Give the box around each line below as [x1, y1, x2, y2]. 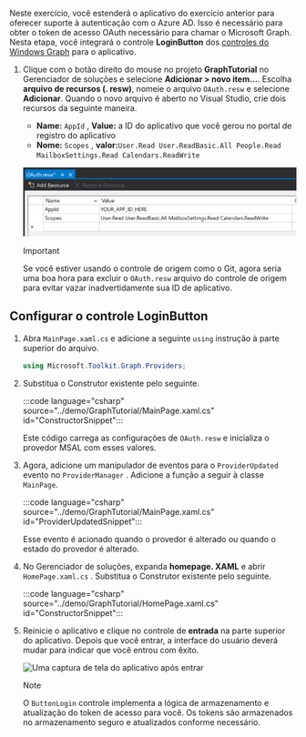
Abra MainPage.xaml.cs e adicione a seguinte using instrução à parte [22, 332, 280, 344]
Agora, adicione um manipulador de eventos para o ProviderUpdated [22, 459, 280, 470]
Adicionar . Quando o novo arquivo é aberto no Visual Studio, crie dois [22, 93, 287, 104]
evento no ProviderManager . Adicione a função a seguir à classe [22, 469, 264, 480]
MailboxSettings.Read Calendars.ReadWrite [36, 151, 200, 160]
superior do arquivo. [22, 342, 99, 353]
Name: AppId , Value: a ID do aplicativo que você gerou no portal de [36, 120, 292, 131]
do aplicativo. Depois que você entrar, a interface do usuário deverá [22, 634, 279, 645]
